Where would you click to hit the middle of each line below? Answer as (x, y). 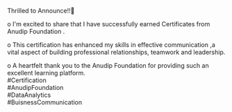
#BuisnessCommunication (45, 102)
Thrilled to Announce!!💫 (41, 11)
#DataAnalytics (29, 95)
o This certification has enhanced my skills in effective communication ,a (111, 45)
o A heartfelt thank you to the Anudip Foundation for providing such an (108, 65)
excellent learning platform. (46, 73)
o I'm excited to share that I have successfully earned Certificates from (109, 24)
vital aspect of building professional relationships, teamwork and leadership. (116, 52)
